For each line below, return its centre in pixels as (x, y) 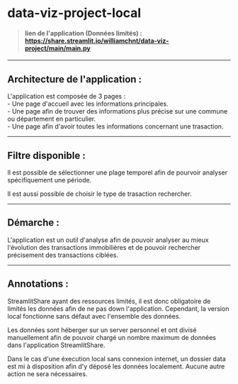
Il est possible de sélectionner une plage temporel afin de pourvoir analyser (118, 172)
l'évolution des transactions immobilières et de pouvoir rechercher (104, 247)
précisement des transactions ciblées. (63, 255)
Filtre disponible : (47, 155)
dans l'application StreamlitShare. (56, 345)
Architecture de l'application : (75, 79)
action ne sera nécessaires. (47, 373)
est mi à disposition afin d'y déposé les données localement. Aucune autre (116, 366)
